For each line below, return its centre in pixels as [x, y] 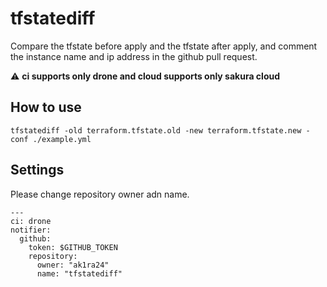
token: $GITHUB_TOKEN [73, 247]
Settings [37, 170]
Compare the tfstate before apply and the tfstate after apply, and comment [164, 46]
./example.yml [62, 139]
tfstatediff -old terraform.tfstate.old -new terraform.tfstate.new [156, 130]
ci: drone [31, 221]
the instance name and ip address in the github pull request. [134, 56]
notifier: [31, 230]
